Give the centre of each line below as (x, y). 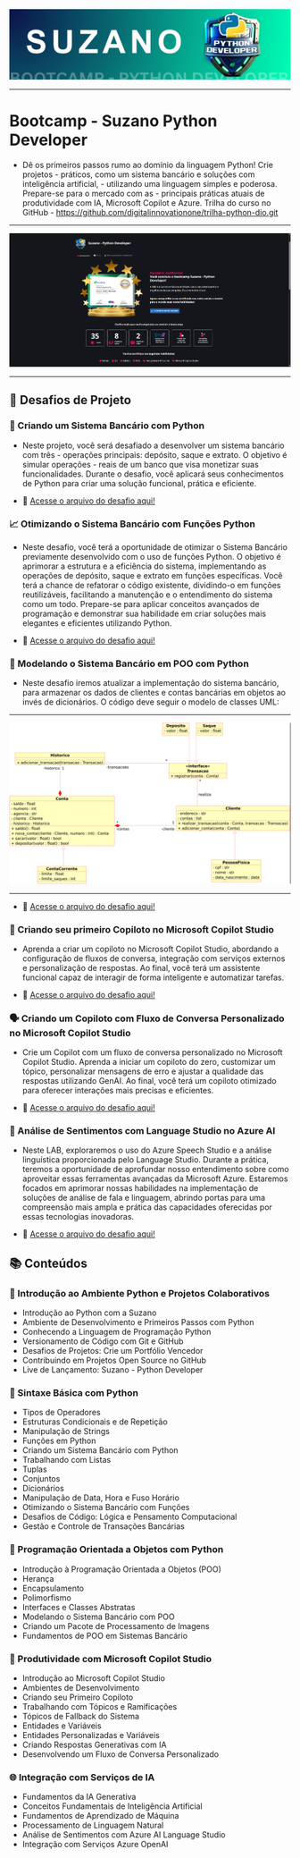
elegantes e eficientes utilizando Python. (97, 623)
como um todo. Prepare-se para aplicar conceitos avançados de (141, 604)
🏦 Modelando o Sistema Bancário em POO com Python (129, 663)
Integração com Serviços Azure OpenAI (95, 1845)
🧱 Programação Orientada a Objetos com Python (117, 1550)
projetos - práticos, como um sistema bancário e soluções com (138, 174)
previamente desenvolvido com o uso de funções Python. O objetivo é (151, 556)
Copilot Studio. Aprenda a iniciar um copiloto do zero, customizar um (149, 1062)
